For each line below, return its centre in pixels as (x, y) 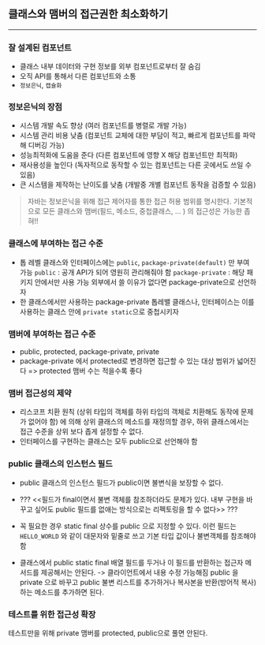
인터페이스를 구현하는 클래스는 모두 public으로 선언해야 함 (108, 442)
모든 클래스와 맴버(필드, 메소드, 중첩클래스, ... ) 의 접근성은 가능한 (142, 211)
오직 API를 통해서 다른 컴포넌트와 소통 (78, 76)
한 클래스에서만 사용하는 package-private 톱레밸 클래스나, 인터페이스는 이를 (137, 301)
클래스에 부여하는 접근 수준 (56, 244)
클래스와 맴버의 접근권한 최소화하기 (88, 14)
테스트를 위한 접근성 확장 (52, 614)
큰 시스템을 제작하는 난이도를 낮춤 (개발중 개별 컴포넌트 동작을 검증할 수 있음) (138, 185)
